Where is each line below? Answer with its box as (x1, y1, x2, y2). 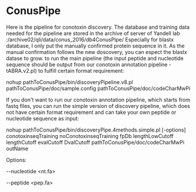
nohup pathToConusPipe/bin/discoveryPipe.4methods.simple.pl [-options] (6, 126, 186, 133)
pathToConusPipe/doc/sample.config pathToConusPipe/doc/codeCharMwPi (6, 85, 191, 92)
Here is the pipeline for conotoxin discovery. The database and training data (6, 23, 190, 31)
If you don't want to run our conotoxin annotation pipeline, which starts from (6, 96, 191, 103)
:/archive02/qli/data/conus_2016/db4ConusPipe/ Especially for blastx (6, 36, 174, 43)
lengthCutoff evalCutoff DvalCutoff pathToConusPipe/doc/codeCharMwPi (6, 139, 185, 146)
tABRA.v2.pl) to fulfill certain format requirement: (6, 67, 124, 74)
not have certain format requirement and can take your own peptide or (6, 109, 177, 116)
